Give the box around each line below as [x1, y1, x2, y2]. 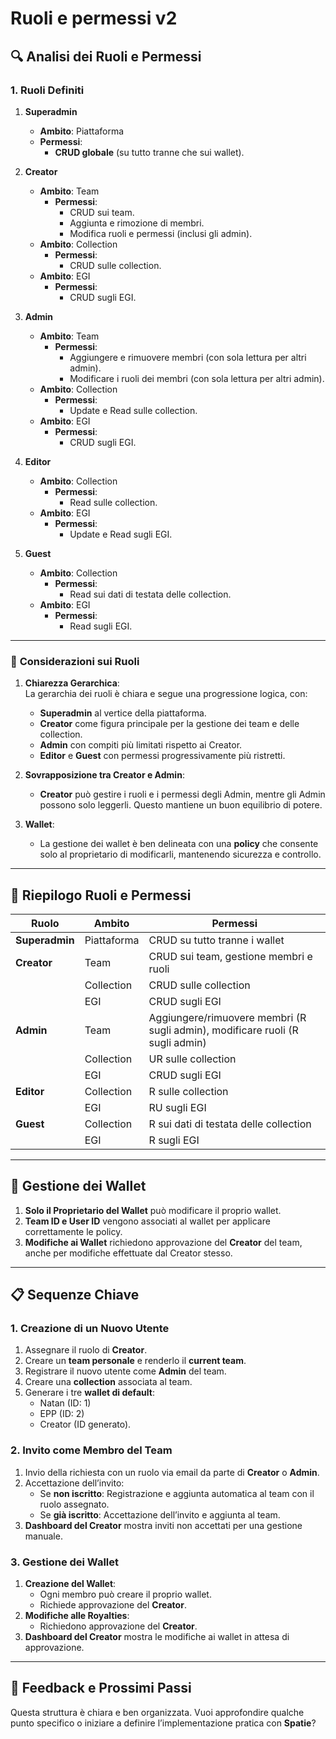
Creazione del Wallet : [24, 1578, 117, 1590]
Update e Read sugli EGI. [69, 528, 173, 540]
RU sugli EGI [148, 1100, 207, 1114]
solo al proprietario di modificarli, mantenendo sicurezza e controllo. [39, 848, 322, 861]
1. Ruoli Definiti [10, 83, 85, 97]
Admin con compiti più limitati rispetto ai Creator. [39, 739, 243, 751]
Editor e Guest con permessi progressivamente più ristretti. [39, 750, 286, 762]
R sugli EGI [148, 1133, 200, 1147]
